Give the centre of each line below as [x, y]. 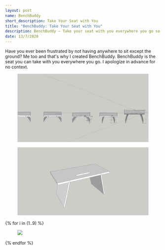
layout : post [19, 10]
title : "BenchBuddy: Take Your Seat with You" [54, 26]
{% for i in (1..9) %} [25, 223]
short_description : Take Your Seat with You [52, 21]
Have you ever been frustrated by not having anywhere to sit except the [78, 51]
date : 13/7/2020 [22, 37]
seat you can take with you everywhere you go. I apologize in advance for [80, 62]
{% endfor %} [19, 243]
